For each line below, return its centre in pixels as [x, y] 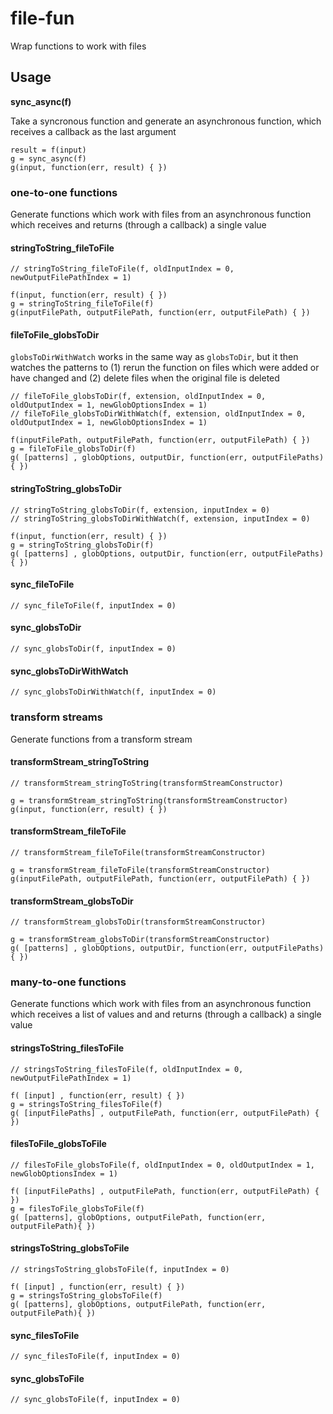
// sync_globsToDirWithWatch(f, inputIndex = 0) [113, 692]
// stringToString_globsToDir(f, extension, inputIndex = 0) [140, 510]
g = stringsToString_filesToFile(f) [86, 1104]
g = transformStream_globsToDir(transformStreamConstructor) [140, 940]
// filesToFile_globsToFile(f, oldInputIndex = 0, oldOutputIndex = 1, [162, 1165]
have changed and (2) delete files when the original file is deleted [145, 378]
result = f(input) [48, 150]
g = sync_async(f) [48, 158]
